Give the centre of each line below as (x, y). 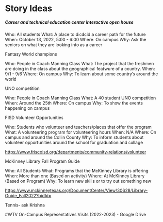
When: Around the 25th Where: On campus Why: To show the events (74, 103)
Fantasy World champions (31, 54)
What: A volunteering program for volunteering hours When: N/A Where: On (81, 132)
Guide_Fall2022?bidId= (28, 196)
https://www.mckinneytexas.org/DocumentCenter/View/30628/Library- (76, 190)
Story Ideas (29, 9)
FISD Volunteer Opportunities (34, 118)
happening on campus (27, 108)
